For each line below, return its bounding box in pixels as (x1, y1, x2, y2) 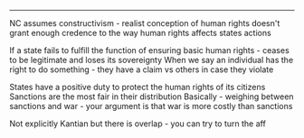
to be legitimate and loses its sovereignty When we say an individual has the (9, 55, 294, 65)
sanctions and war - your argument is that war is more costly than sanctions (9, 101, 293, 111)
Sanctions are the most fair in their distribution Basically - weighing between (9, 91, 294, 102)
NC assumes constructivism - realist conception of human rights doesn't (9, 18, 280, 28)
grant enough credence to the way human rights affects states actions (9, 28, 271, 38)
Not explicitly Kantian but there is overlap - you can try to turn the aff (9, 118, 267, 129)
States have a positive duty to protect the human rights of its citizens (9, 82, 266, 92)
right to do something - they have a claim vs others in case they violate (9, 64, 274, 75)
